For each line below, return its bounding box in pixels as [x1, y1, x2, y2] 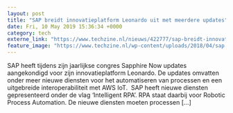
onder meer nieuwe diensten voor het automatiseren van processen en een [7, 76, 223, 84]
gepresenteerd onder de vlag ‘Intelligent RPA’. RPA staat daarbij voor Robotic [7, 91, 225, 99]
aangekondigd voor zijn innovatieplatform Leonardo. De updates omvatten [7, 69, 220, 77]
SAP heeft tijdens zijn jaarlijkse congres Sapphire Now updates [7, 62, 187, 69]
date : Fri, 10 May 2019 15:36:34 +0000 [7, 23, 123, 30]
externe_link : [7, 36, 49, 43]
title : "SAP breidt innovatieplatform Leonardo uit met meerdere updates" [7, 17, 228, 24]
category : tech [7, 29, 51, 37]
